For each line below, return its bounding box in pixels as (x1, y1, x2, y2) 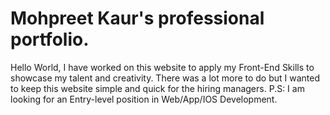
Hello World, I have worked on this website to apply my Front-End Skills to (10, 61, 315, 73)
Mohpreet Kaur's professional (10, 7, 265, 30)
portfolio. (10, 28, 90, 51)
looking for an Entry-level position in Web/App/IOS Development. (10, 93, 278, 105)
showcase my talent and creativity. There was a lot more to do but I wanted (10, 72, 321, 84)
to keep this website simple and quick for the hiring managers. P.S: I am (10, 82, 305, 94)
